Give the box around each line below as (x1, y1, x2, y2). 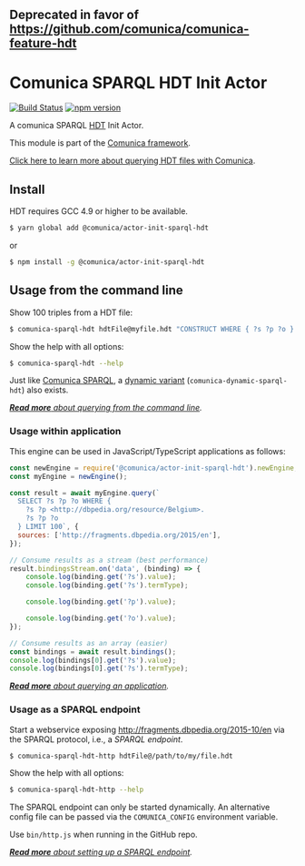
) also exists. (21, 384, 69, 395)
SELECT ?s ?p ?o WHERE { (17, 496, 112, 506)
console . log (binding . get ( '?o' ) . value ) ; (25, 614, 177, 623)
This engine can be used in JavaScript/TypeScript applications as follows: (9, 445, 286, 456)
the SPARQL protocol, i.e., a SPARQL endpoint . (9, 733, 183, 745)
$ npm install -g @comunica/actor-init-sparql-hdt (9, 258, 205, 267)
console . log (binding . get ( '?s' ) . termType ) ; (25, 581, 189, 590)
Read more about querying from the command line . (9, 402, 202, 413)
